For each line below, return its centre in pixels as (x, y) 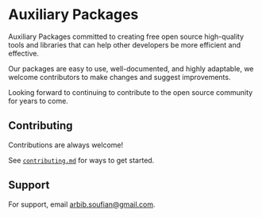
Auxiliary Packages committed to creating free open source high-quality (126, 36)
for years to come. (39, 101)
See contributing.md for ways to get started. (81, 160)
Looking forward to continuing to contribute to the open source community (131, 92)
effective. (24, 53)
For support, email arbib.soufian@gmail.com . (82, 204)
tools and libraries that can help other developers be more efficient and (124, 44)
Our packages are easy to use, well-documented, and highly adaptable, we (131, 68)
